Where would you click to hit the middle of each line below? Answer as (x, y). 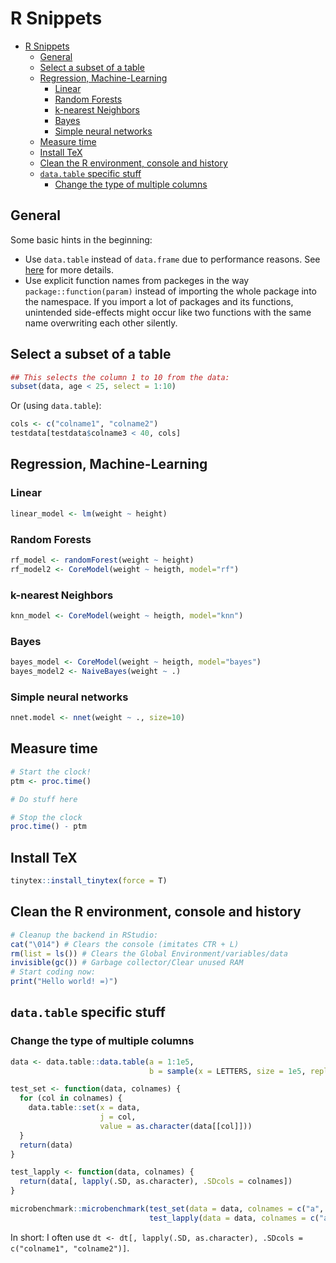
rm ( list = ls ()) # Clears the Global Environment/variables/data (149, 953)
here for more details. (69, 269)
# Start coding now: (53, 972)
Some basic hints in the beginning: (81, 239)
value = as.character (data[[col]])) (176, 1126)
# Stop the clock (46, 817)
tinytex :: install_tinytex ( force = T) (89, 881)
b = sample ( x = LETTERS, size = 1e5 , (227, 1071)
